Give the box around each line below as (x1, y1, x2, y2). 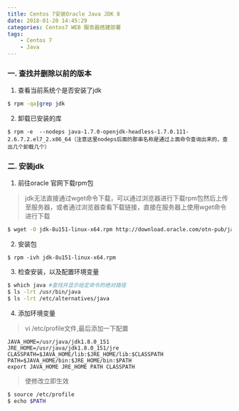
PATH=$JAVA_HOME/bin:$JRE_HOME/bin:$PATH (7, 357, 132, 364)
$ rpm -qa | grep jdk (7, 101, 65, 108)
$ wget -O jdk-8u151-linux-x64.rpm (7, 226, 113, 233)
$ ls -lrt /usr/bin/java (7, 288, 81, 296)
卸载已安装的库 (17, 114, 62, 123)
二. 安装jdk (7, 161, 45, 171)
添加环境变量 (17, 308, 55, 318)
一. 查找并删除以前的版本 (7, 68, 92, 78)
